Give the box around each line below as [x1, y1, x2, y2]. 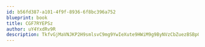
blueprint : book [6, 15, 48, 21]
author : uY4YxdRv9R [6, 26, 56, 32]
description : [6, 32, 40, 38]
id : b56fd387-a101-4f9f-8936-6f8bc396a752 [6, 9, 116, 15]
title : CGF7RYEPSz [6, 20, 53, 26]
